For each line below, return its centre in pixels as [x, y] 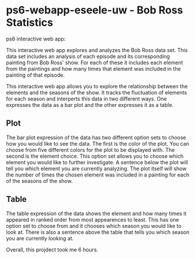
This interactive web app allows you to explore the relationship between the [97, 86]
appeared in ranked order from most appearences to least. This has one [93, 219]
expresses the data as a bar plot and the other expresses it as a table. [90, 105]
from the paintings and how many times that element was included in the [93, 68]
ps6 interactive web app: [36, 39]
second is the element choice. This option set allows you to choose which [95, 156]
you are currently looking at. [40, 238]
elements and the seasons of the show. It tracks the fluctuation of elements [97, 92]
